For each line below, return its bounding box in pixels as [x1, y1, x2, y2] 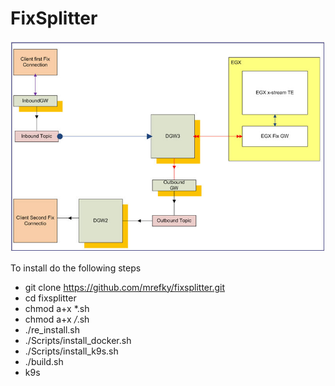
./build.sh [24, 355, 64, 367]
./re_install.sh [24, 323, 80, 336]
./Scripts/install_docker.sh [24, 334, 132, 346]
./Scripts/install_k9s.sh [24, 345, 119, 357]
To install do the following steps [10, 262, 142, 274]
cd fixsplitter [24, 292, 77, 304]
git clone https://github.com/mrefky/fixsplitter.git [24, 281, 225, 293]
